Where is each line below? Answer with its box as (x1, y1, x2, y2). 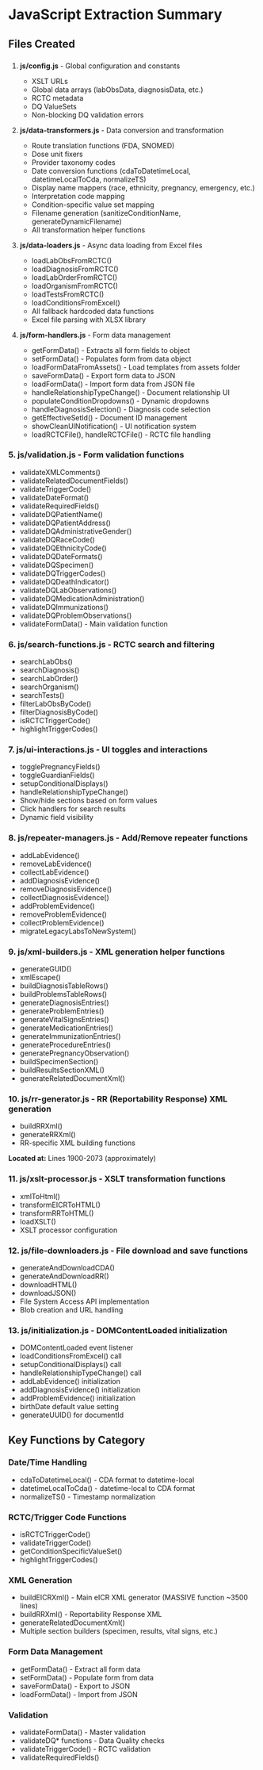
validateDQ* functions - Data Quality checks (19, 1736, 165, 1745)
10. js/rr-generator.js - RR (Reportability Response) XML (8, 1093, 228, 1104)
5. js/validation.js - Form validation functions (8, 450, 185, 461)
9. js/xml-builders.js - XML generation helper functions (8, 946, 226, 957)
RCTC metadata (31, 93, 84, 102)
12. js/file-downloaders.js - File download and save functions (8, 1245, 249, 1256)
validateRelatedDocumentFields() (19, 476, 129, 485)
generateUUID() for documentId (19, 1410, 124, 1420)
